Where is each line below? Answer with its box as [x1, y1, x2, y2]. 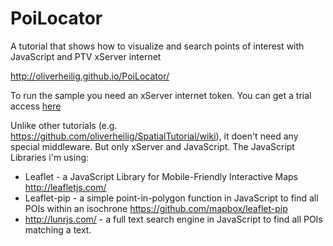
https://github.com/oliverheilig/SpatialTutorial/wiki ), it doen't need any [10, 130, 299, 142]
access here [10, 100, 62, 112]
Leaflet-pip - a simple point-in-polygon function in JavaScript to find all [24, 192, 319, 204]
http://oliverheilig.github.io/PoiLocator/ [10, 70, 170, 82]
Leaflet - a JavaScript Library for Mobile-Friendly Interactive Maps [24, 170, 298, 182]
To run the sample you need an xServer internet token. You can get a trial [10, 89, 312, 101]
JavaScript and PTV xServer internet [10, 50, 162, 62]
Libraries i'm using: [10, 151, 90, 163]
